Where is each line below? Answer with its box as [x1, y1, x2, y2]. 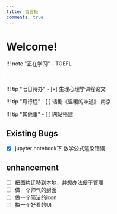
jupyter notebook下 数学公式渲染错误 [14, 145, 105, 152]
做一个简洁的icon [14, 194, 57, 201]
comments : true [6, 14, 44, 20]
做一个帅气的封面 [14, 187, 57, 194]
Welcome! [6, 40, 58, 53]
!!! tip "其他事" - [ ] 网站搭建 [6, 111, 73, 118]
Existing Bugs [6, 128, 58, 139]
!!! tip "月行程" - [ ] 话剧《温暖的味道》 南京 [6, 98, 111, 105]
